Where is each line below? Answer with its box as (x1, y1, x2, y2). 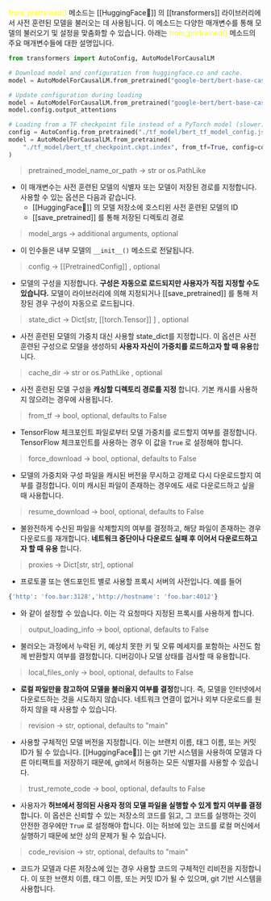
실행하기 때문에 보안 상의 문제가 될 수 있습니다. (19, 831, 167, 840)
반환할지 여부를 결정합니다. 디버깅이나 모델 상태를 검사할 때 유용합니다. (28, 651, 251, 661)
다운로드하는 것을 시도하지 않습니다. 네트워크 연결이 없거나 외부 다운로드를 (19, 694, 253, 704)
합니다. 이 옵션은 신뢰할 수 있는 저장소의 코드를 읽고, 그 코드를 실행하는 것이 (19, 810, 256, 820)
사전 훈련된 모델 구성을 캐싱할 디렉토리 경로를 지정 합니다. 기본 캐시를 (19, 384, 236, 394)
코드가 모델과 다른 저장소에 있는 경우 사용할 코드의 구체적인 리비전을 (19, 863, 234, 873)
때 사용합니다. (19, 490, 65, 500)
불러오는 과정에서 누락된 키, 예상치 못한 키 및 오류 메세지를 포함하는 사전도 (19, 641, 252, 650)
